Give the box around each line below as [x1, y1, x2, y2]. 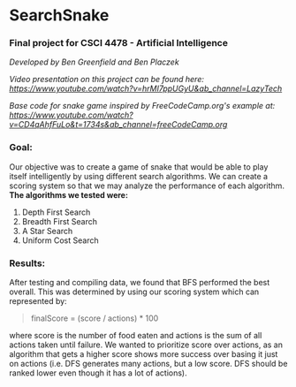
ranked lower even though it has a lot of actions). [9, 368, 187, 378]
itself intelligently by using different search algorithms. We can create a [9, 171, 268, 181]
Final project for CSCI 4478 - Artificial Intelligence [9, 37, 228, 49]
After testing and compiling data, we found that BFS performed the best [9, 277, 270, 288]
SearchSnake [9, 5, 110, 26]
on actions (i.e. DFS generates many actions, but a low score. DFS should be [9, 359, 288, 369]
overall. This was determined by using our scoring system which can [9, 286, 260, 297]
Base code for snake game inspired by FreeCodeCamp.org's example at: [9, 101, 276, 111]
